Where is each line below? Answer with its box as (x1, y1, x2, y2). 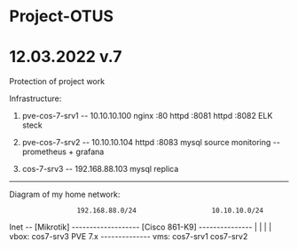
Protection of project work (9, 76, 105, 87)
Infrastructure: (9, 93, 62, 104)
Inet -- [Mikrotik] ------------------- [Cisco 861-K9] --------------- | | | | (9, 222, 272, 232)
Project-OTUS (9, 6, 114, 27)
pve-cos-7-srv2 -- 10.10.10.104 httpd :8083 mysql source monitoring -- (21, 137, 281, 148)
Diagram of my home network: (9, 189, 121, 200)
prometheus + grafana (21, 146, 105, 157)
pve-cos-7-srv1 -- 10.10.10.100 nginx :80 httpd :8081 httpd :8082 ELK (21, 111, 273, 121)
